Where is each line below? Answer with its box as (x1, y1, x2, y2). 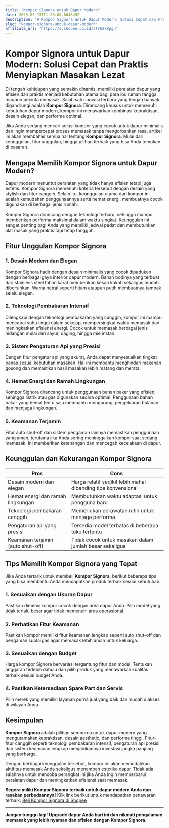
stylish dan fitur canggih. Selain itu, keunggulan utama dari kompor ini (5, 190, 150, 197)
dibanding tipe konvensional (71, 484, 138, 491)
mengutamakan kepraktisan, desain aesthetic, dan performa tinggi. (5, 735, 144, 741)
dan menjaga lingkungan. (5, 405, 58, 411)
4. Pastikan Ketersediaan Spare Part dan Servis (5, 685, 123, 692)
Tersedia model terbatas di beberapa (71, 522, 159, 529)
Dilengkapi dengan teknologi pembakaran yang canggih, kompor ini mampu (5, 314, 162, 320)
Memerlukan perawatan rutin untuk (71, 507, 154, 514)
